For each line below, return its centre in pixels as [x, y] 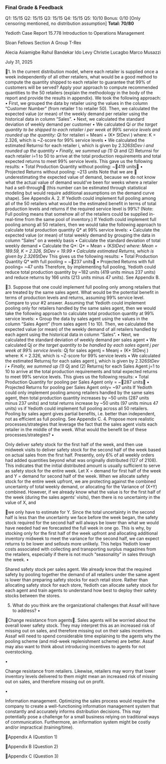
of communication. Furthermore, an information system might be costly [78, 722]
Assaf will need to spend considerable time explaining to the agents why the [83, 636]
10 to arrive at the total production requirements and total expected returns [81, 372]
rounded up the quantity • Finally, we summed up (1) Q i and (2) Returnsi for [82, 151]
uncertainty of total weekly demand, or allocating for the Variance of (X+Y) [81, 487]
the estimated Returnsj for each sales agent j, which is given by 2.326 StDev [82, 361]
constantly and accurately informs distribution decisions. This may [73, 711]
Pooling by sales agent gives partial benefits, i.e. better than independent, [81, 414]
